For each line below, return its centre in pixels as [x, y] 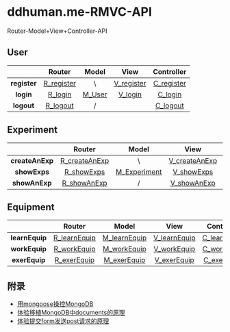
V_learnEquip [174, 238]
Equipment [31, 207]
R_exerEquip [75, 260]
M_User [95, 94]
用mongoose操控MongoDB [55, 304]
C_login [170, 94]
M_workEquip [125, 249]
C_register [170, 83]
